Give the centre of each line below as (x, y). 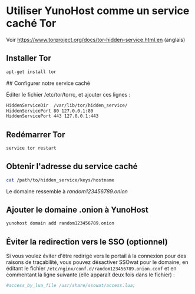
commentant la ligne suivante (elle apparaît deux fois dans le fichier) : (90, 275)
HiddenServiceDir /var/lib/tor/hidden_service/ (67, 105)
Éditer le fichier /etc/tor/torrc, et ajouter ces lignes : (68, 94)
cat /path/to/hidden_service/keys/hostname (60, 180)
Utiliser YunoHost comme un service (98, 11)
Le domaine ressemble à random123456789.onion (67, 191)
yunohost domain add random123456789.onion (60, 223)
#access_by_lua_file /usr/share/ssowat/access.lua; (71, 286)
